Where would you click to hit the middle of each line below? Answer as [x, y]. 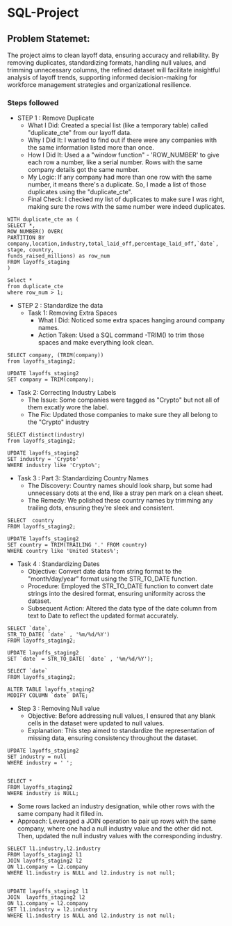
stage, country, [31, 250]
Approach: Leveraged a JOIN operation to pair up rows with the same [117, 821]
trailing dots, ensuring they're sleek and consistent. [101, 508]
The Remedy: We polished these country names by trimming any [120, 501]
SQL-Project [43, 13]
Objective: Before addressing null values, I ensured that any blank [122, 716]
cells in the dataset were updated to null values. [96, 723]
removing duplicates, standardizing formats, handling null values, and [107, 63]
